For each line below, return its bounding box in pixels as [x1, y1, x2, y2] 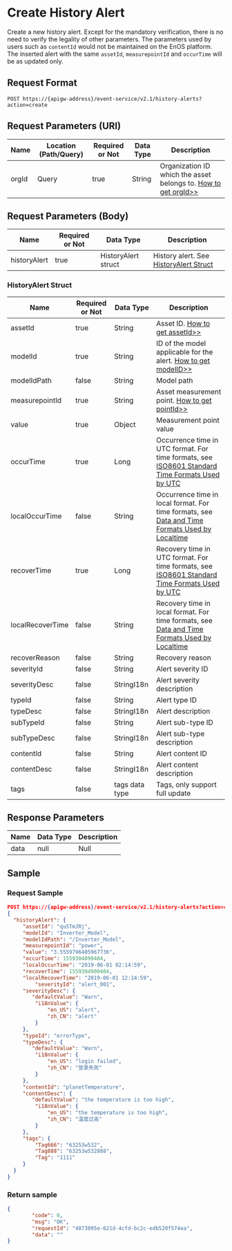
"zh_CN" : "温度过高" [47, 1116, 102, 1123]
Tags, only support [156, 779, 217, 789]
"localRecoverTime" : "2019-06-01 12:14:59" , [22, 974, 153, 982]
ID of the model [156, 338, 206, 348]
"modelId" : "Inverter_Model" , [22, 929, 110, 937]
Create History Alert [7, 5, 125, 21]
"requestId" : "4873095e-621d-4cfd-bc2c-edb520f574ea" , [32, 1225, 193, 1232]
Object [113, 419, 136, 429]
